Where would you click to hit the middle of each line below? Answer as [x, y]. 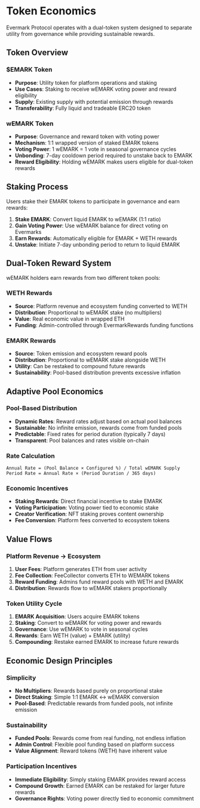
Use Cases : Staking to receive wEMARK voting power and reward [96, 89]
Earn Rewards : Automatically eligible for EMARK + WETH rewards [96, 238]
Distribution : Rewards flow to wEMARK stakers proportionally [91, 588]
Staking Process [37, 187]
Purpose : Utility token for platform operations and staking [86, 82]
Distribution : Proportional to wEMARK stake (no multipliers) [88, 312]
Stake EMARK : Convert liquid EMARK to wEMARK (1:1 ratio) [88, 219]
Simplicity [21, 677]
